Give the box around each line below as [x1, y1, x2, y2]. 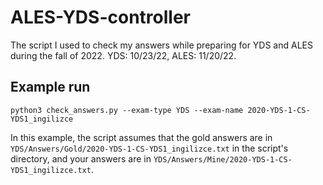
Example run [10, 79, 91, 96]
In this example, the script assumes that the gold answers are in [10, 131, 273, 143]
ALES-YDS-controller [10, 6, 191, 29]
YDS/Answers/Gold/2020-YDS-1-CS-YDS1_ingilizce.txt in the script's [10, 142, 289, 154]
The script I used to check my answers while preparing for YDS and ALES [10, 39, 313, 51]
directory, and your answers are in [10, 152, 152, 165]
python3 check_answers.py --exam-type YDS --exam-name [10, 105, 244, 115]
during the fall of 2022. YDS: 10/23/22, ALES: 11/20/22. [10, 49, 237, 61]
